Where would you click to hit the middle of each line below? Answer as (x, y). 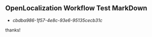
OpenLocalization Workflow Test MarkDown (76, 8)
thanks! (13, 30)
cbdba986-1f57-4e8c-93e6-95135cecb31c (57, 20)
